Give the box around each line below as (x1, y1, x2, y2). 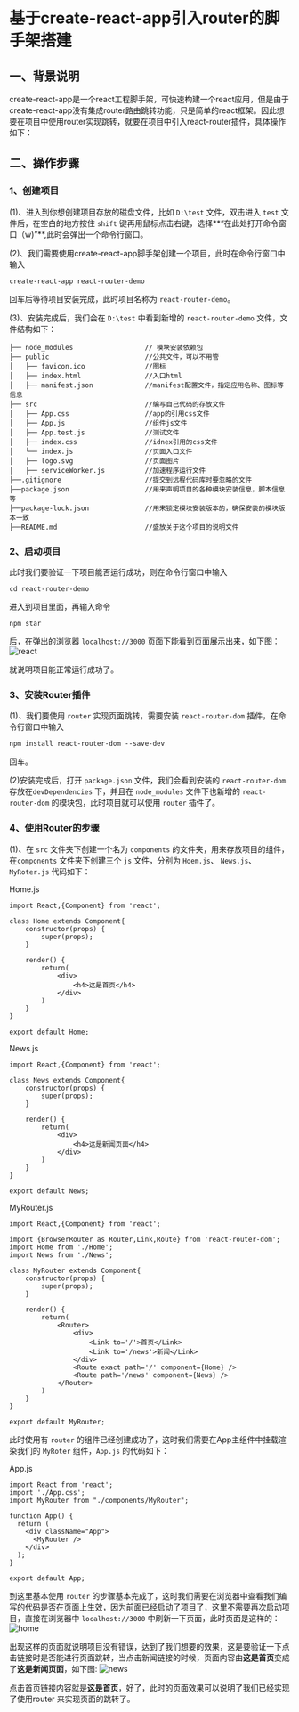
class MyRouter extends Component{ (9, 1266, 141, 1275)
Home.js (9, 883, 40, 895)
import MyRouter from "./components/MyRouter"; (9, 1496, 190, 1505)
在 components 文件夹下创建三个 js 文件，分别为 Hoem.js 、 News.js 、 (9, 855, 256, 865)
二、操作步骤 (9, 156, 80, 171)
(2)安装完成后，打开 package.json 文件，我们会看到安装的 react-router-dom (9, 775, 287, 786)
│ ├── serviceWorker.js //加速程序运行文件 (9, 466, 206, 475)
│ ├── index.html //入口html (9, 371, 182, 380)
